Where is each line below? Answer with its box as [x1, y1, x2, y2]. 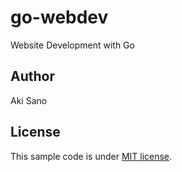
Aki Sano [10, 94, 48, 106]
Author [10, 68, 55, 85]
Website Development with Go [10, 39, 135, 51]
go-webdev [10, 6, 109, 29]
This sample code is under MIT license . [10, 150, 173, 162]
